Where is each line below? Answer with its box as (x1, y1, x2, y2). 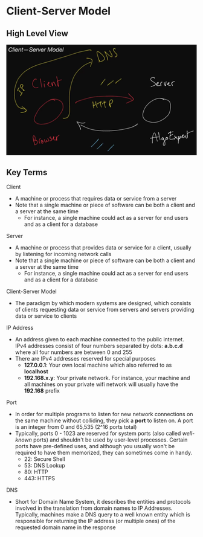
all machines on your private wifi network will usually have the (24, 381, 179, 388)
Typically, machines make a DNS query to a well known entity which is (14, 511, 190, 518)
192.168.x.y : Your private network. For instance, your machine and (24, 375, 190, 382)
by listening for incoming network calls (14, 251, 112, 258)
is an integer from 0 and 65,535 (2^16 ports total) (14, 423, 137, 431)
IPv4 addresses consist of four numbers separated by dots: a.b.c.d (14, 342, 183, 350)
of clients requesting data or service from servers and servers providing (14, 306, 195, 314)
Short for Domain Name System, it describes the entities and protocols (14, 498, 192, 506)
